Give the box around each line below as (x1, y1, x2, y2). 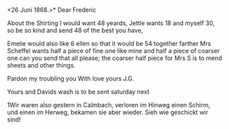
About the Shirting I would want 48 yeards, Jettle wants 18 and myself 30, (7, 19, 215, 27)
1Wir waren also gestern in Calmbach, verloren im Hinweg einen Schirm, (7, 101, 211, 109)
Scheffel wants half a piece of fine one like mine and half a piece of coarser (7, 47, 220, 55)
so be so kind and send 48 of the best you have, (7, 27, 144, 34)
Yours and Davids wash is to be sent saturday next (7, 88, 150, 96)
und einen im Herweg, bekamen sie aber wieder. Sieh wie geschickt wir (7, 109, 208, 116)
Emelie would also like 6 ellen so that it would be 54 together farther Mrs (7, 40, 211, 47)
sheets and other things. (7, 61, 76, 69)
